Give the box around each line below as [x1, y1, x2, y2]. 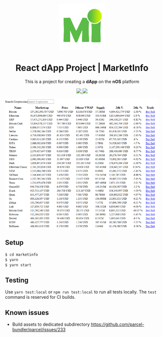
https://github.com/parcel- [91, 321, 144, 327]
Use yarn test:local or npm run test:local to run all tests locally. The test [5, 289, 157, 295]
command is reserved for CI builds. [5, 294, 76, 300]
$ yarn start [5, 263, 32, 267]
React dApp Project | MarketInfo [15, 63, 149, 73]
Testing [5, 276, 29, 284]
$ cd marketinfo [5, 252, 38, 257]
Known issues [5, 308, 49, 317]
